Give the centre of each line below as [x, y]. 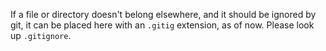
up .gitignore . [41, 35]
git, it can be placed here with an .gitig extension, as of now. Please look [162, 25]
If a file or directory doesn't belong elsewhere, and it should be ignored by [163, 14]
